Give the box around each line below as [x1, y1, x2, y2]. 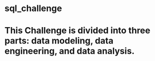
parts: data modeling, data [4, 35, 114, 46]
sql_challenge [4, 3, 62, 14]
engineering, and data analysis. [4, 46, 135, 57]
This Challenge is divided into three [4, 25, 151, 36]
